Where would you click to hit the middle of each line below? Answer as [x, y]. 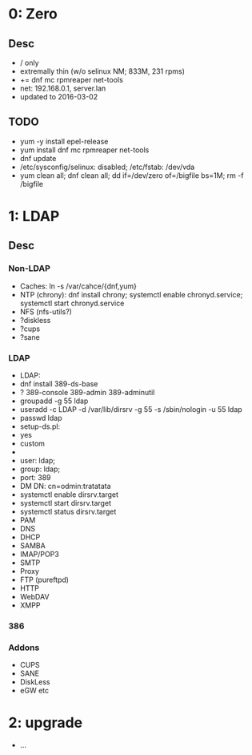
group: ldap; [40, 469]
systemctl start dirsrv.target [66, 503]
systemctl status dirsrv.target [68, 511]
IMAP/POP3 [40, 554]
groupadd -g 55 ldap [54, 401]
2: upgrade [45, 723]
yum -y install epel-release [64, 141]
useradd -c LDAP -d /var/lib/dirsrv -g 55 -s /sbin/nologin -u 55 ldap [131, 409]
